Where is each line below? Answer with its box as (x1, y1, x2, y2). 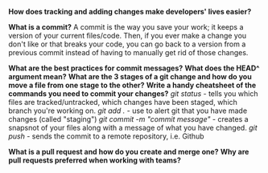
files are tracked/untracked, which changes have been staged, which (8, 98, 237, 107)
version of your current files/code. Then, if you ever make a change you (8, 31, 247, 40)
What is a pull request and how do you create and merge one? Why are (8, 147, 249, 156)
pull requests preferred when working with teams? (8, 155, 181, 165)
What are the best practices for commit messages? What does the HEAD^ (8, 63, 260, 73)
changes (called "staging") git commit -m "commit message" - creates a (8, 115, 249, 123)
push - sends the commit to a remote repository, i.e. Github (8, 131, 204, 141)
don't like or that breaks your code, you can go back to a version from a (8, 39, 246, 49)
